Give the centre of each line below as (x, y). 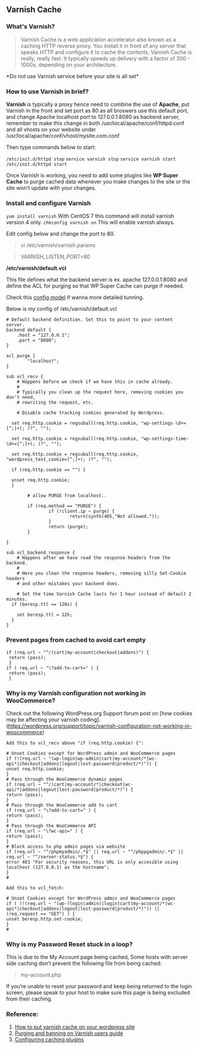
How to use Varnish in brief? (48, 91)
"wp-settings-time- (165, 439)
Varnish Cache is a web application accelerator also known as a (98, 39)
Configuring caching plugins (49, 1040)
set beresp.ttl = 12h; (45, 615)
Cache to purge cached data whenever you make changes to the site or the (98, 181)
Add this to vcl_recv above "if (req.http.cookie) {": (75, 743)
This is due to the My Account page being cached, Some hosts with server (97, 957)
